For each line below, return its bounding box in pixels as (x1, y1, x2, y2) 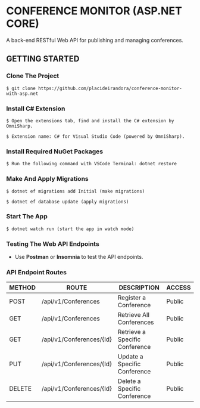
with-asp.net (6, 91, 39, 97)
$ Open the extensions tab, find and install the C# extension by (6, 118, 174, 123)
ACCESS (166, 283, 191, 292)
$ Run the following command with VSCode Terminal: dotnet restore (6, 161, 177, 167)
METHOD (9, 283, 36, 292)
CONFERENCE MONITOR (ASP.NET (6, 4, 183, 18)
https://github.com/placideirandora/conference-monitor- (37, 85, 183, 91)
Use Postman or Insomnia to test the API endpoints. (14, 254, 143, 261)
